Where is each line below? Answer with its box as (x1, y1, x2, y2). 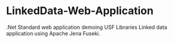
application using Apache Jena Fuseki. (6, 29, 101, 37)
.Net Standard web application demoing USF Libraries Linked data (6, 24, 168, 31)
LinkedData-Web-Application (6, 4, 154, 18)
